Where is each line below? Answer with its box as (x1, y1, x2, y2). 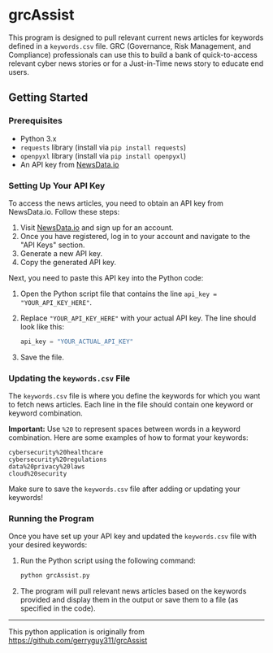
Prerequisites (8, 115, 63, 127)
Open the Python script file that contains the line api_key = (19, 289, 218, 298)
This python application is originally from (8, 627, 145, 637)
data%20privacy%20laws (8, 463, 85, 471)
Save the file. (19, 352, 65, 362)
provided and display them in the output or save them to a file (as (19, 595, 239, 605)
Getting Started (8, 91, 89, 105)
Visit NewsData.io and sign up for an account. (19, 222, 174, 233)
